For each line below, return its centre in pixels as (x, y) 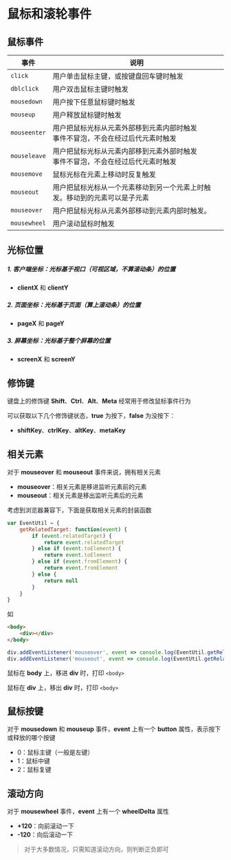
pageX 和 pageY (41, 323)
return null (61, 581)
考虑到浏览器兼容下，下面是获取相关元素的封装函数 (79, 510)
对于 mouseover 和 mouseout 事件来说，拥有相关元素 (84, 472)
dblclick (25, 89)
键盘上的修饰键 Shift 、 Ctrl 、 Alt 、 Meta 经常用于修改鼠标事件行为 (99, 401)
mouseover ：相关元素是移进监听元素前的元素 (82, 486)
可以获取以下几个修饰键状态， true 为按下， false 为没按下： (91, 416)
